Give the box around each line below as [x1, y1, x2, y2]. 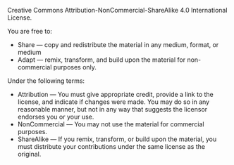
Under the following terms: [7, 77, 85, 85]
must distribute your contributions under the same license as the [17, 143, 206, 150]
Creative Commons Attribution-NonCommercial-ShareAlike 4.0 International [7, 6, 228, 14]
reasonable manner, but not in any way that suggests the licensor [17, 105, 208, 113]
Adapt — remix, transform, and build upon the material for [17, 55, 185, 64]
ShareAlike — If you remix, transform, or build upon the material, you [17, 135, 217, 143]
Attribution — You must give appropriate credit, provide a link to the [17, 91, 214, 98]
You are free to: [7, 27, 53, 35]
